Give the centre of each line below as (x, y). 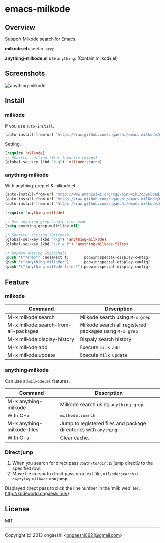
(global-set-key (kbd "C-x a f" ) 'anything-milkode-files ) (67, 244)
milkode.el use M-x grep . (30, 48)
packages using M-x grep (109, 331)
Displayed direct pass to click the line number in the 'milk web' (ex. (73, 488)
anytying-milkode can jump (40, 479)
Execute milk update (104, 355)
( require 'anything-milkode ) (35, 213)
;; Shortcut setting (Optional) (38, 235)
